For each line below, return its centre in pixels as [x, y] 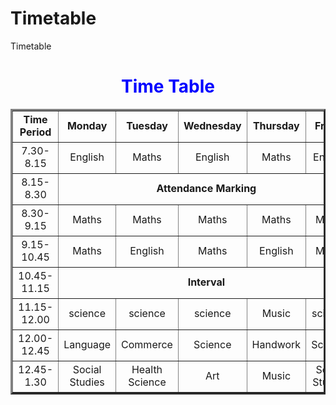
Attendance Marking [206, 189]
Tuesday [147, 126]
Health [147, 370]
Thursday [276, 126]
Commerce [147, 345]
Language [87, 345]
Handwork [276, 345]
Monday [87, 126]
